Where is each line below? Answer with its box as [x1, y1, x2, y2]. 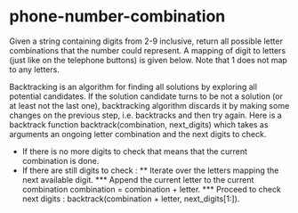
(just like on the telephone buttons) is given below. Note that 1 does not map [9, 54, 287, 65]
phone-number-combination [9, 6, 226, 27]
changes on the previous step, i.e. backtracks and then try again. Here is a [9, 110, 282, 120]
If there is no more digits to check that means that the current [21, 145, 247, 157]
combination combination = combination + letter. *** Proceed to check [21, 184, 282, 194]
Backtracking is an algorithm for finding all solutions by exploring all [9, 81, 258, 92]
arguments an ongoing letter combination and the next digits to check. [9, 128, 267, 139]
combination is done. [21, 155, 100, 166]
